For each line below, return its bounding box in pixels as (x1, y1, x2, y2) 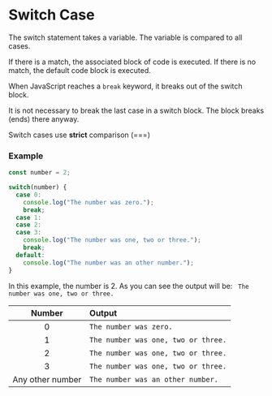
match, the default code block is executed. (8, 65, 152, 75)
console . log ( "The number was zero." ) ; (23, 198, 154, 206)
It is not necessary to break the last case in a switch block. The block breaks (8, 105, 265, 115)
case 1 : (15, 213, 42, 222)
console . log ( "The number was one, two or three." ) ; (23, 236, 201, 244)
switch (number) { (8, 183, 67, 192)
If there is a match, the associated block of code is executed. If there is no (8, 57, 257, 67)
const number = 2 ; (8, 169, 71, 177)
